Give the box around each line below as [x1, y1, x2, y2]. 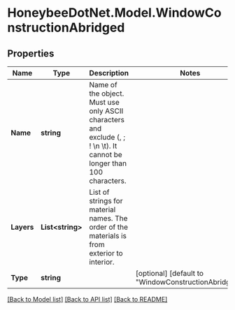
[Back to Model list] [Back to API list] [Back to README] [7, 295, 168, 303]
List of [89, 187, 110, 197]
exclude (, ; [89, 133, 126, 142]
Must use [89, 98, 120, 107]
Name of [89, 80, 117, 89]
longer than [89, 158, 127, 168]
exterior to [89, 249, 124, 258]
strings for [89, 196, 123, 205]
